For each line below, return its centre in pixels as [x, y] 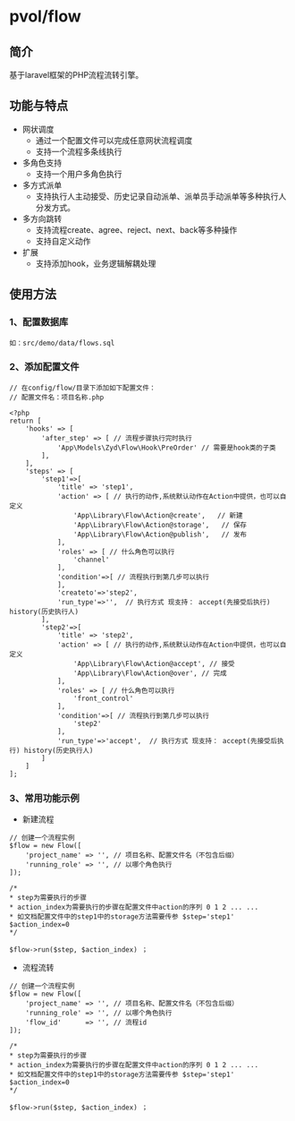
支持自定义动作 [63, 241]
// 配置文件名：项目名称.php [57, 397]
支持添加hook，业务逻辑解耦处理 [96, 263]
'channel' [91, 560]
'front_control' [103, 698]
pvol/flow [46, 17]
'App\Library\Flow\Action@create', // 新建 [158, 515]
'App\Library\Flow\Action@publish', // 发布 [160, 535]
